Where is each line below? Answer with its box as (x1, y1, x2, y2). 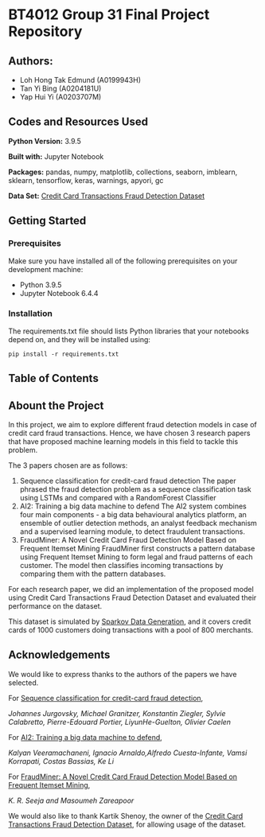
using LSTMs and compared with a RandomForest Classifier (19, 493, 216, 502)
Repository (8, 22, 83, 41)
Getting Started (8, 214, 87, 228)
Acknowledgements (8, 648, 111, 662)
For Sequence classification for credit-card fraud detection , (8, 693, 204, 703)
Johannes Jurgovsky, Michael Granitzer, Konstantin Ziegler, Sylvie (8, 708, 226, 718)
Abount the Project (8, 399, 104, 412)
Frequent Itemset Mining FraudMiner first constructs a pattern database (19, 543, 255, 553)
